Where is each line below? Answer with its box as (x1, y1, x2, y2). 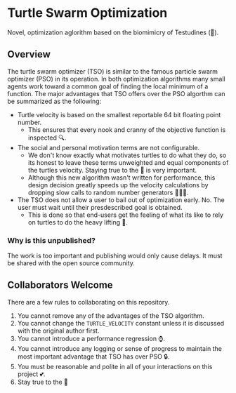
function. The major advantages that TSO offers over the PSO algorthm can (7, 89, 226, 98)
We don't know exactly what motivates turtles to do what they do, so (27, 151, 227, 159)
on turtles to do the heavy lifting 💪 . (27, 218, 129, 226)
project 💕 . (17, 370, 46, 378)
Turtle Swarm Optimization (7, 5, 168, 21)
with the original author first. (17, 326, 100, 335)
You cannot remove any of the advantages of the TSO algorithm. (17, 311, 205, 320)
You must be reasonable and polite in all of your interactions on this (17, 362, 213, 371)
